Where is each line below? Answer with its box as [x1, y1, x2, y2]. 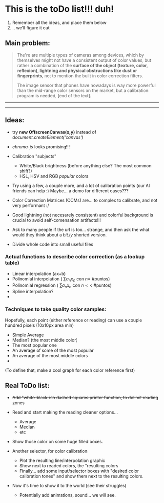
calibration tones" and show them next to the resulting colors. [19, 473, 144, 479]
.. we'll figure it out [12, 24, 50, 30]
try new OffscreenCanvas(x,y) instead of [12, 129, 97, 135]
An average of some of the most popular [12, 347, 94, 353]
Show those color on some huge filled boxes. [12, 438, 103, 444]
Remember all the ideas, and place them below [12, 20, 106, 25]
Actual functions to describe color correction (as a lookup [5, 253, 145, 260]
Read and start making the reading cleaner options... [12, 409, 118, 415]
